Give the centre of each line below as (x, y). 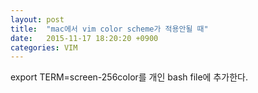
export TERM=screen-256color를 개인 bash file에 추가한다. (129, 77)
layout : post (37, 19)
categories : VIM (44, 47)
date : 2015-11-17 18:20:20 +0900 (84, 38)
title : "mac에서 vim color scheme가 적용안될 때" (109, 29)
